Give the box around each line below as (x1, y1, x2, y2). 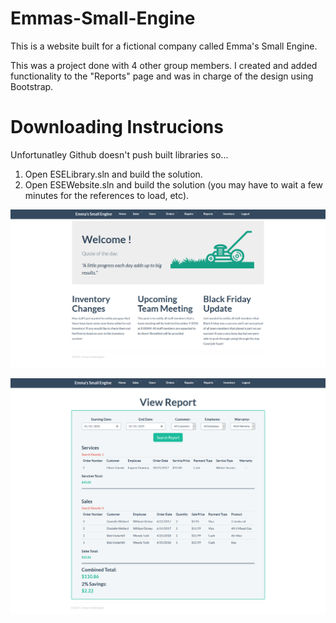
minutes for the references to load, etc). (24, 189, 190, 201)
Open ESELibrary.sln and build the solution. (24, 168, 203, 180)
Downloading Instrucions (10, 116, 224, 139)
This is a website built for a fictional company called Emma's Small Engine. (10, 40, 318, 52)
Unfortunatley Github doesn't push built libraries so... (10, 148, 229, 161)
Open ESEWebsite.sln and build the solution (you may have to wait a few (24, 178, 323, 191)
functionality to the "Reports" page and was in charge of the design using (10, 70, 314, 82)
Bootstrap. (10, 80, 54, 92)
